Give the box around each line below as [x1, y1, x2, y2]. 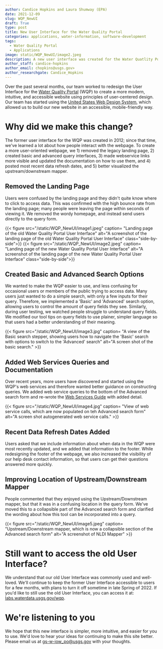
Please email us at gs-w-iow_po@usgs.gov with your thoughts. [5, 638, 131, 644]
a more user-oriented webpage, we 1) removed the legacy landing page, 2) [5, 148, 155, 153]
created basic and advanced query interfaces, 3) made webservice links [5, 152, 150, 158]
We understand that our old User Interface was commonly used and [5, 574, 141, 580]
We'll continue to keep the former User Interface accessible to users [18, 580, 155, 585]
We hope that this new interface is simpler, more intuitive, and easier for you [5, 628, 157, 634]
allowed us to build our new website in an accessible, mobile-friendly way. [5, 104, 154, 110]
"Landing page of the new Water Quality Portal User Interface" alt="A [5, 246, 144, 251]
